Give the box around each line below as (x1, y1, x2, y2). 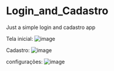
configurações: (6, 58, 43, 65)
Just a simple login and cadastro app (6, 24, 96, 31)
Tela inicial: (6, 35, 33, 42)
